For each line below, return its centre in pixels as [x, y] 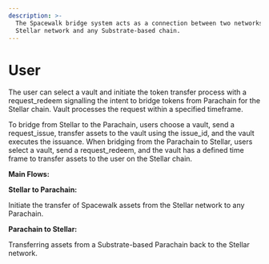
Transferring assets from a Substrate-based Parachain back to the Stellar [129, 245]
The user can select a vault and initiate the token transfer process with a [127, 92]
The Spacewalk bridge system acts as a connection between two [123, 23]
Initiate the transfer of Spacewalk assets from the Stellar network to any [126, 206]
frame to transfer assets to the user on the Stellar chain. [100, 159]
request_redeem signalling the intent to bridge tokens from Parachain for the [134, 101]
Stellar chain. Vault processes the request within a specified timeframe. [126, 110]
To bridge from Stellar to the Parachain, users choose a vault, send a [121, 125]
